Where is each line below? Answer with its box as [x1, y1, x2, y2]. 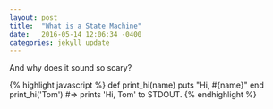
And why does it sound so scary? [9, 63, 132, 73]
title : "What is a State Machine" [9, 21, 142, 30]
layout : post [9, 13, 58, 22]
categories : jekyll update [9, 38, 110, 47]
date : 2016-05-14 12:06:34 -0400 [9, 29, 142, 38]
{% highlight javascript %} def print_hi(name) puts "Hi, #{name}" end [9, 80, 264, 90]
